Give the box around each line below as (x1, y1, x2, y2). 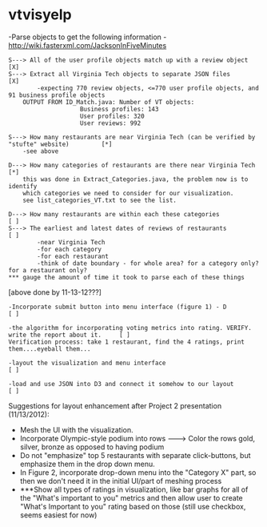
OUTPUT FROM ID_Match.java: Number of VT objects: (22, 98, 195, 106)
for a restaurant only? (8, 266, 88, 274)
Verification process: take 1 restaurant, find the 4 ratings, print (8, 338, 245, 346)
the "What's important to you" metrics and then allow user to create (19, 493, 244, 502)
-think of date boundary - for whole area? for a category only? (37, 259, 260, 268)
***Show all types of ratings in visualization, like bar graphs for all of (19, 485, 249, 494)
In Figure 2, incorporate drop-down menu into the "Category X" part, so (19, 467, 257, 477)
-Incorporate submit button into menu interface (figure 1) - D (8, 303, 227, 311)
